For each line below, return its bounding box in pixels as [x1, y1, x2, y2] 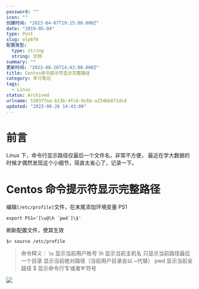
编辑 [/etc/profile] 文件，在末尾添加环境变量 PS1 [6, 203, 127, 211]
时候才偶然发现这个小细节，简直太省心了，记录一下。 [6, 159, 137, 166]
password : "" [6, 8, 39, 15]
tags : [6, 81, 20, 87]
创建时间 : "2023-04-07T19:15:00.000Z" [6, 20, 100, 26]
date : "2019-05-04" [6, 25, 55, 32]
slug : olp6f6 [6, 36, 39, 42]
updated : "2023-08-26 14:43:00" [6, 103, 87, 109]
